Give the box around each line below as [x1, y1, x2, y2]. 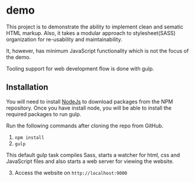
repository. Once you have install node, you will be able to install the [6, 104, 172, 111]
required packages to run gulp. [6, 110, 82, 117]
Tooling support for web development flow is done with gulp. [6, 65, 155, 72]
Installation [6, 82, 48, 92]
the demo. [6, 53, 31, 60]
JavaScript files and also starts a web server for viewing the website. [6, 158, 174, 165]
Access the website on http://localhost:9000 [14, 169, 128, 176]
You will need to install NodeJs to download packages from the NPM [6, 98, 173, 105]
